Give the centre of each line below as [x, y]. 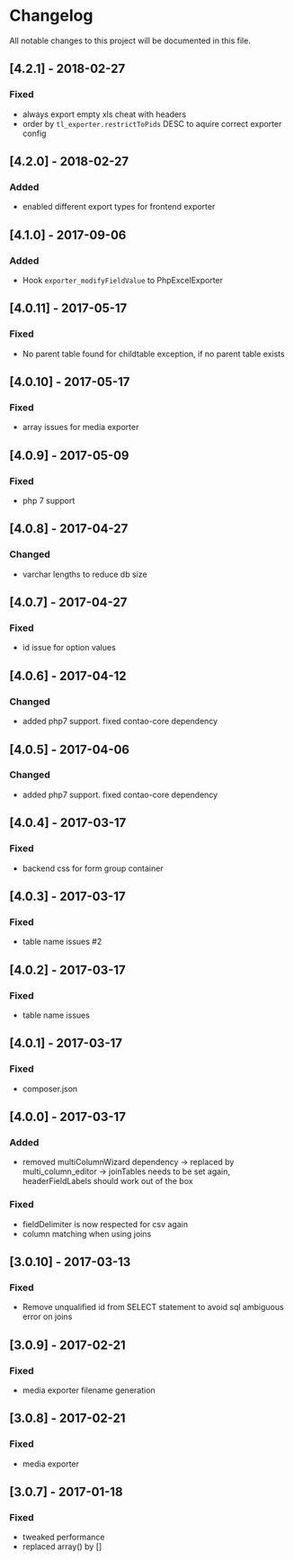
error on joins [47, 1317]
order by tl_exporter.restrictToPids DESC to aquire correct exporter [152, 123]
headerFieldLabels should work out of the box [107, 1181]
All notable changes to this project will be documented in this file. [130, 40]
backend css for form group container [93, 868]
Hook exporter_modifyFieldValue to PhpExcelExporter [122, 280]
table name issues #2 [62, 942]
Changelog [51, 16]
